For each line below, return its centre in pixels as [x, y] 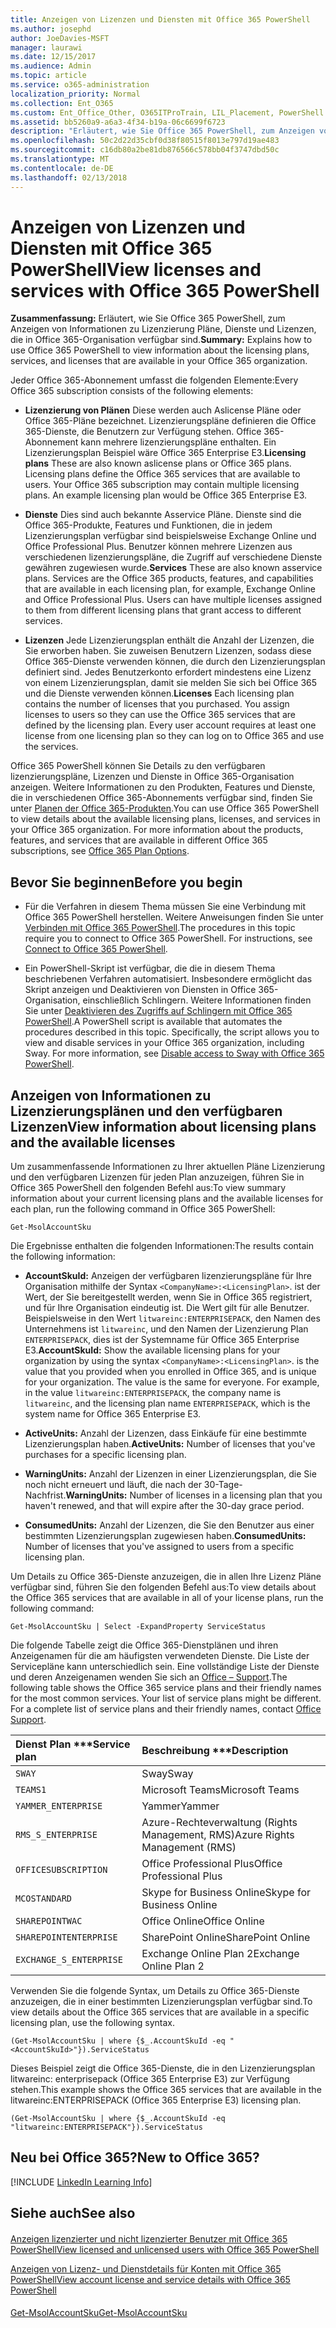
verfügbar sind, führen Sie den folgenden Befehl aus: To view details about [163, 1587]
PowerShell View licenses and [136, 269]
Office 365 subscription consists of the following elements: [132, 391]
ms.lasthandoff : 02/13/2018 [69, 177]
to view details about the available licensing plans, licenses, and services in [165, 819]
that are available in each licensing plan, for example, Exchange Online [170, 589]
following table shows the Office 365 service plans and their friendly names [166, 1688]
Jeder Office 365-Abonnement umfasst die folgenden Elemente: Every [154, 380]
